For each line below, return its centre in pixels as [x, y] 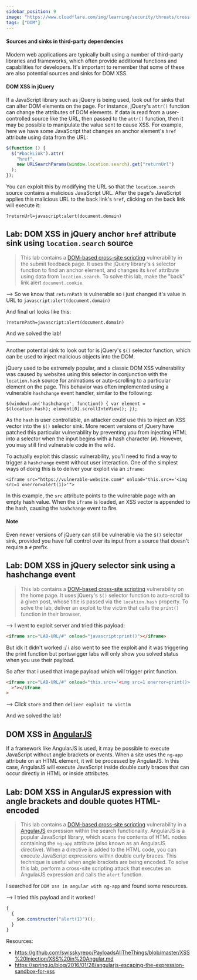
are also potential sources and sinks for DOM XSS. [67, 73]
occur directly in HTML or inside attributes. [58, 773]
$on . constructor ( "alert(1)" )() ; [56, 919]
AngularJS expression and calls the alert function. [82, 874]
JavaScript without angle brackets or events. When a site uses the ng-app [95, 755]
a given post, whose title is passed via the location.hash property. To [104, 602]
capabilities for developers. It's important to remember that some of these [95, 67]
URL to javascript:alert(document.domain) [58, 300]
